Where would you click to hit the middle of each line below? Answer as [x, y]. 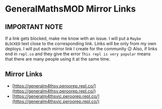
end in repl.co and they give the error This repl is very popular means [78, 54]
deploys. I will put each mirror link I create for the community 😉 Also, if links [81, 49]
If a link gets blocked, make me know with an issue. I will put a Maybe [73, 38]
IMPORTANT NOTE [34, 27]
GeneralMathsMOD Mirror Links [70, 9]
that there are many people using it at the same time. [58, 59]
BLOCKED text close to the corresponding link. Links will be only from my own [81, 44]
